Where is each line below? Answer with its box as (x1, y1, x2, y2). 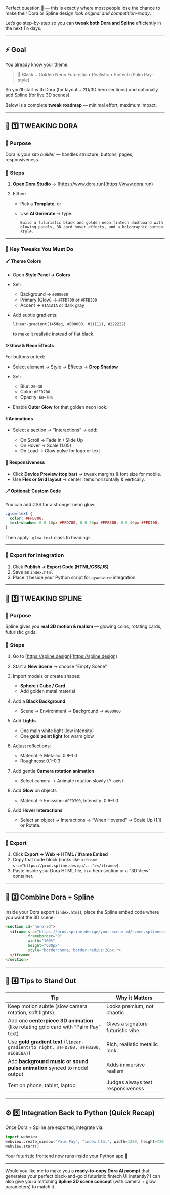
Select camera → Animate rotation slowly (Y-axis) (20, 777, 124, 784)
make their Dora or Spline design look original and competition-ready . (5, 10, 151, 16)
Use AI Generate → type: (20, 210, 73, 216)
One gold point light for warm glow (20, 733, 94, 739)
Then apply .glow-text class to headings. (5, 535, 92, 541)
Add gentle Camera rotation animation (12, 768, 95, 774)
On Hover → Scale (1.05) (20, 442, 72, 449)
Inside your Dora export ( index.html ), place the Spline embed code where (5, 909, 159, 915)
